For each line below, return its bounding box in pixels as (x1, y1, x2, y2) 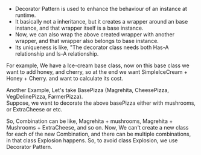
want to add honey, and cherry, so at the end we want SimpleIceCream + (6, 68, 188, 75)
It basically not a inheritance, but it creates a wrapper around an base (14, 18, 188, 25)
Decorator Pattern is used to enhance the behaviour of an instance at (14, 5, 187, 12)
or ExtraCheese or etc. (6, 106, 63, 113)
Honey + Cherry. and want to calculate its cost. (6, 75, 124, 82)
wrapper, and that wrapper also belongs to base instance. (14, 38, 159, 44)
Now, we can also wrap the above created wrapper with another (14, 31, 175, 38)
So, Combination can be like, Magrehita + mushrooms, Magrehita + (6, 117, 173, 125)
